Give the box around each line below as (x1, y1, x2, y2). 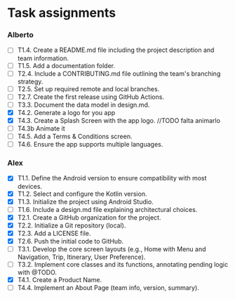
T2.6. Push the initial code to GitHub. (17, 237, 124, 245)
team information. (17, 54, 69, 62)
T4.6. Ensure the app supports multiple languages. (17, 140, 163, 149)
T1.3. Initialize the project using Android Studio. (17, 197, 154, 206)
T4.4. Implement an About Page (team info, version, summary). (17, 284, 200, 292)
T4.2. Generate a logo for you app (17, 108, 116, 117)
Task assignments (7, 5, 116, 21)
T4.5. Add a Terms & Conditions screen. (17, 132, 133, 141)
